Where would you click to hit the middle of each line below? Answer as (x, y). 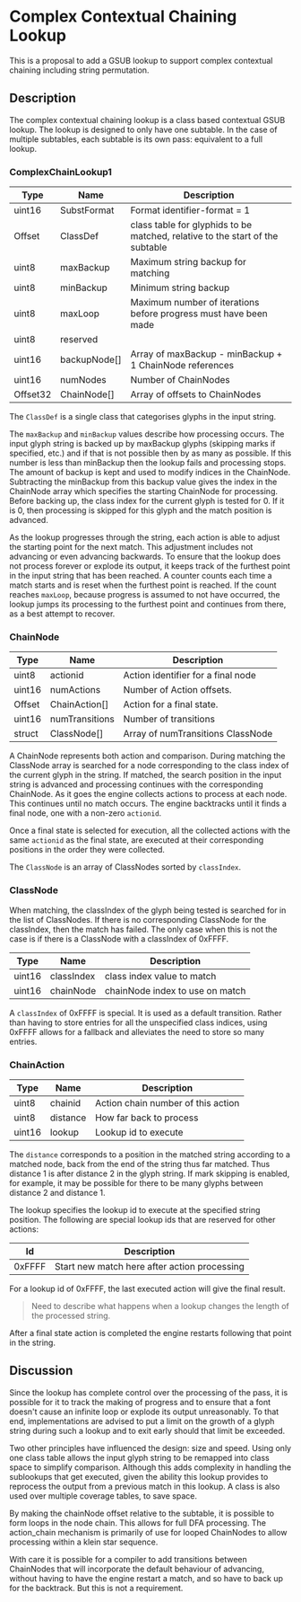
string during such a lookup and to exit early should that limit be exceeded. (147, 1430)
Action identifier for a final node (190, 676)
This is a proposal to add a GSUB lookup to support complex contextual (141, 60)
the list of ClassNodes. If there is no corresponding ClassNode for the (138, 919)
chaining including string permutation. (79, 70)
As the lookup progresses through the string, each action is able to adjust (145, 537)
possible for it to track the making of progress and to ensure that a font (140, 1402)
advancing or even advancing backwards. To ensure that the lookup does (145, 557)
